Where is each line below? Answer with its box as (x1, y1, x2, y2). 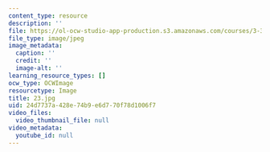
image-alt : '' (15, 64, 63, 72)
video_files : (8, 109, 52, 117)
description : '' (8, 19, 63, 27)
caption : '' (15, 49, 56, 57)
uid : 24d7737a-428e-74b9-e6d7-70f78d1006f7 (8, 101, 157, 109)
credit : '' (15, 57, 52, 65)
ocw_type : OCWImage (8, 79, 74, 87)
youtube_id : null (15, 131, 74, 139)
